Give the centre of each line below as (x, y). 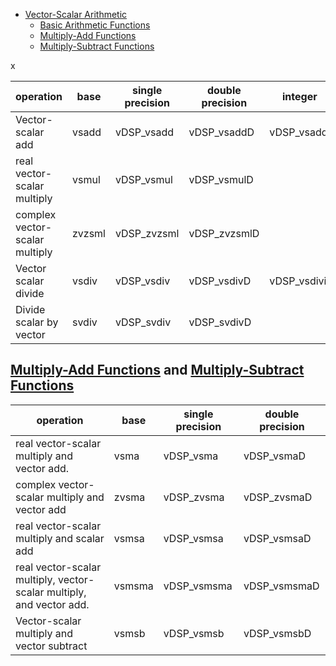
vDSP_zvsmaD (278, 497)
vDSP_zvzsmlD (224, 233)
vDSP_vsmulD (221, 179)
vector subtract (51, 646)
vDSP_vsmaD (275, 456)
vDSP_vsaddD (221, 132)
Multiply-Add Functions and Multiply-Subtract (157, 370)
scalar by (37, 322)
